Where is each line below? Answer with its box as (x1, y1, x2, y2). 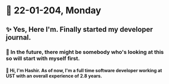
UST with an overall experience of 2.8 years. (6, 73, 102, 79)
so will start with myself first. (6, 55, 80, 62)
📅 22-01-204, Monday (6, 5, 101, 16)
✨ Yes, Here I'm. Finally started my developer (6, 25, 153, 34)
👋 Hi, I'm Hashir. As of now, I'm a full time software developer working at (6, 68, 162, 74)
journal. (6, 33, 31, 41)
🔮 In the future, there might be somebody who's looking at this (6, 48, 164, 55)
